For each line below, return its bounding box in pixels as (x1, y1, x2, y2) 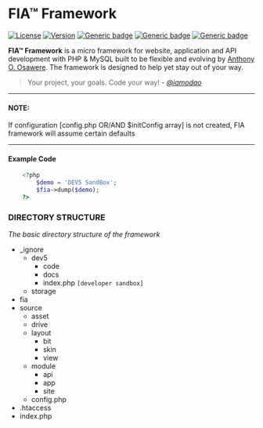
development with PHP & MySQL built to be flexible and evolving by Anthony (8, 54, 255, 63)
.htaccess (19, 403, 52, 412)
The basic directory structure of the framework (8, 230, 160, 239)
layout (31, 328, 52, 338)
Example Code (8, 154, 56, 163)
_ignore (19, 245, 45, 255)
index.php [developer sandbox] (42, 278, 144, 288)
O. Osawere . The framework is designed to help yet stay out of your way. (8, 62, 244, 71)
